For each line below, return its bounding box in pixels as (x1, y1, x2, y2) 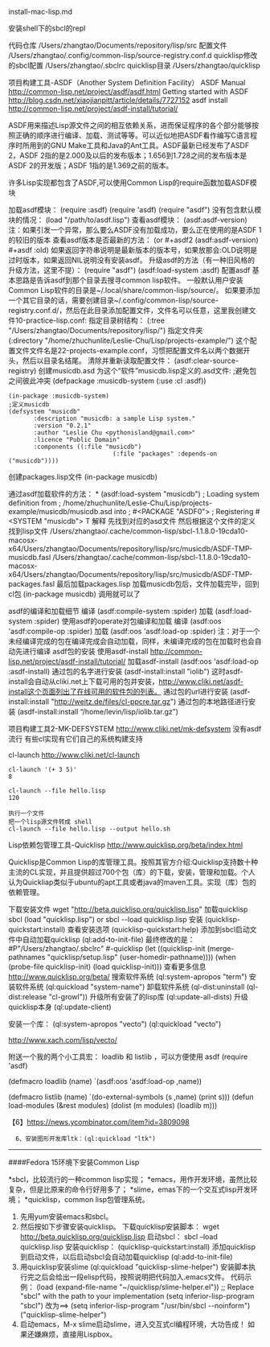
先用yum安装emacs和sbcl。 (19, 1212, 113, 1221)
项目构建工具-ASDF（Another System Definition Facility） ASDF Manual (8, 78, 246, 87)
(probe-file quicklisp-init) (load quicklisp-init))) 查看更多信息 (8, 962, 207, 971)
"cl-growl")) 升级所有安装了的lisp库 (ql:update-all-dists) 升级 (48, 992, 249, 1001)
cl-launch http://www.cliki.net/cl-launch (8, 750, 141, 760)
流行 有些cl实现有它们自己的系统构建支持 (8, 734, 143, 744)
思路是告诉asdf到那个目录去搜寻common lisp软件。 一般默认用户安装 (14, 275, 243, 285)
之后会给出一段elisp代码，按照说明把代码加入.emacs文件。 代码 (34, 1272, 245, 1282)
